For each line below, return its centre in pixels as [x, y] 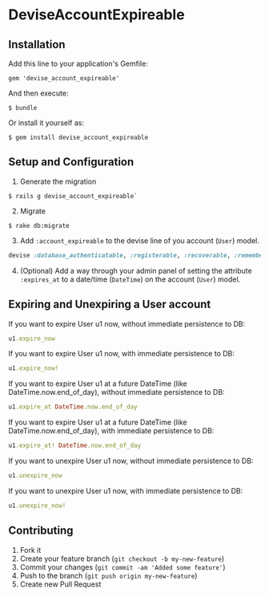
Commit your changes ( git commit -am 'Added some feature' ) [122, 567]
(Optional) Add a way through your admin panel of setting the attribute [136, 270]
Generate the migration [58, 181]
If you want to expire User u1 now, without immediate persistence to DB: [127, 323]
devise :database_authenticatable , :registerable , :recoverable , [119, 255]
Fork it [30, 550]
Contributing [41, 531]
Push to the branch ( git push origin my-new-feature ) [108, 575]
